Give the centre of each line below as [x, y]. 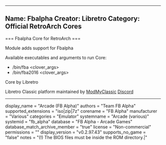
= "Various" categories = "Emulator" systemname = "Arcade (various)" [77, 116]
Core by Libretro [22, 82]
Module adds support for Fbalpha [39, 48]
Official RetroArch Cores [43, 26]
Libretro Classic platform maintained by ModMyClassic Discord [69, 92]
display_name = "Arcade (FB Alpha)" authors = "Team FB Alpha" [70, 106]
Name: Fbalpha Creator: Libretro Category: [72, 19]
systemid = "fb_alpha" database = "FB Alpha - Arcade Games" [69, 121]
